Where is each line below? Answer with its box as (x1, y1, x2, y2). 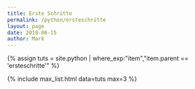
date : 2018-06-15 (7, 29, 57, 36)
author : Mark (7, 36, 45, 42)
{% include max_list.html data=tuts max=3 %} (7, 75, 138, 83)
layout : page (7, 23, 45, 29)
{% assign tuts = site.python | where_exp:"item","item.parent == (7, 54, 189, 62)
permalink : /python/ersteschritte (7, 16, 107, 23)
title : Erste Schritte (7, 10, 72, 17)
